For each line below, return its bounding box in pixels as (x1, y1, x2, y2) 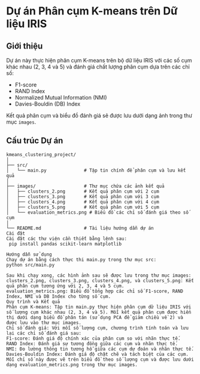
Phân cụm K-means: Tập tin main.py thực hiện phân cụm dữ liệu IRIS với (6, 304, 192, 310)
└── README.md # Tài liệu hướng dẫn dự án (6, 225, 154, 231)
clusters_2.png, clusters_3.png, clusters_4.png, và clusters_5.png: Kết (6, 277, 195, 283)
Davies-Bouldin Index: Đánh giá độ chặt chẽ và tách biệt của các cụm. (6, 351, 189, 357)
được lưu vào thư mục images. (6, 319, 82, 325)
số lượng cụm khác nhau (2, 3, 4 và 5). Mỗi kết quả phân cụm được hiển (6, 309, 192, 315)
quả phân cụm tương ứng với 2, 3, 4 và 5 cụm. (6, 283, 125, 289)
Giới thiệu (6, 41, 43, 51)
